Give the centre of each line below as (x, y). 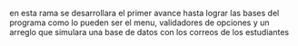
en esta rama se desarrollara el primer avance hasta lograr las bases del (144, 13)
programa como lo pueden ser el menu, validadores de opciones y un (139, 23)
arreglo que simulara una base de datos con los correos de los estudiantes (149, 32)
